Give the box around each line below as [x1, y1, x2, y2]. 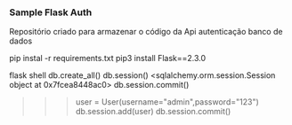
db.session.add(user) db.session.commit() [75, 106, 231, 117]
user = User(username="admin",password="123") [75, 97, 260, 107]
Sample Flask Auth [9, 6, 93, 19]
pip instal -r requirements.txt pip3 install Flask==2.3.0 [9, 53, 207, 64]
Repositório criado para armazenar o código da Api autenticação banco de [9, 27, 283, 37]
